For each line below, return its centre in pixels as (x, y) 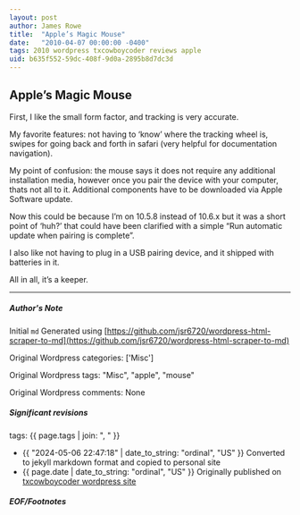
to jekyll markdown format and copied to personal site (121, 462)
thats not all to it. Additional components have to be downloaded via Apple (146, 190)
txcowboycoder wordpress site (79, 481)
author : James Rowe (46, 26)
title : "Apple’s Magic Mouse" (67, 34)
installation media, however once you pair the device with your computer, (144, 180)
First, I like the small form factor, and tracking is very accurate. (124, 116)
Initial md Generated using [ (58, 331)
